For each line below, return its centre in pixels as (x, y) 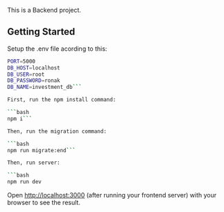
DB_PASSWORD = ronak (34, 81)
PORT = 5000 (21, 61)
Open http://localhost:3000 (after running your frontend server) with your (112, 195)
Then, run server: (34, 163)
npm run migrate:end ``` (42, 150)
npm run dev (24, 182)
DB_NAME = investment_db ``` (44, 87)
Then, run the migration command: (57, 131)
